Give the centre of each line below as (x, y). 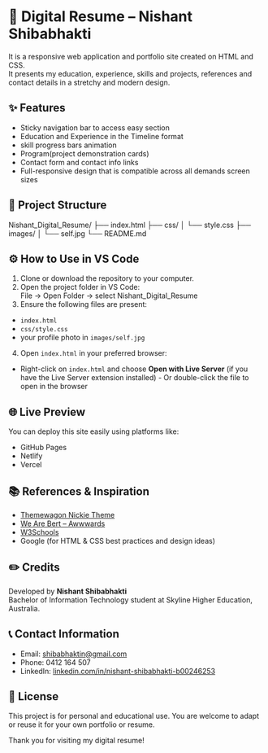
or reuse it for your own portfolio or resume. (82, 725)
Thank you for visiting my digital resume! (76, 741)
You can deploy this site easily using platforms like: (94, 431)
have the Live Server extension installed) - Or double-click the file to (134, 378)
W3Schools (39, 532)
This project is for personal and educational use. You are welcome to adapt (134, 716)
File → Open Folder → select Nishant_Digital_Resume (109, 296)
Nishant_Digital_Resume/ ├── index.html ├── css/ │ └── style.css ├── (130, 225)
